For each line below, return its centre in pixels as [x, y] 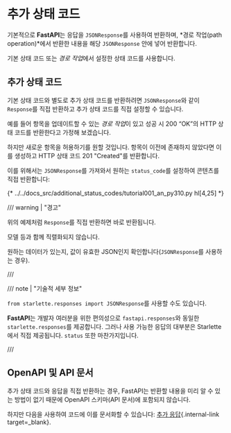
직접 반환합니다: [29, 179]
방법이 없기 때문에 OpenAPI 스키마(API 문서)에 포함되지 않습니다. [102, 399]
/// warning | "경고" [34, 207]
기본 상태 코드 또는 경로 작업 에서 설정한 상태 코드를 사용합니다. [91, 58]
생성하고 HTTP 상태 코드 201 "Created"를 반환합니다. [87, 155]
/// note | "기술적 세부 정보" [44, 288]
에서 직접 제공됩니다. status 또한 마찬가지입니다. [73, 335]
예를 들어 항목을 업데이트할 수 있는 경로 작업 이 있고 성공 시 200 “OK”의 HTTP [112, 124]
